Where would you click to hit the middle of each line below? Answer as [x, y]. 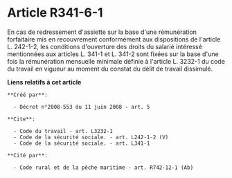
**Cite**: [21, 119]
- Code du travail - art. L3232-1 [63, 131]
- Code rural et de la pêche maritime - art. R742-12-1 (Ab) [104, 168]
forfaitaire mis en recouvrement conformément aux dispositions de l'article [114, 39]
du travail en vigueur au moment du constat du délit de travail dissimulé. [110, 69]
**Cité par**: [28, 155]
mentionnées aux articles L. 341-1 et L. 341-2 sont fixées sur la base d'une [113, 54]
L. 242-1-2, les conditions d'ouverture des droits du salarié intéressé [105, 46]
